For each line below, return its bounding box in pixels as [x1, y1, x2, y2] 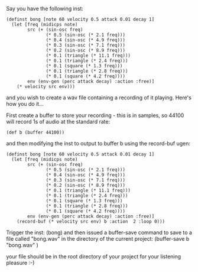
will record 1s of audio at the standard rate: [6, 118, 111, 125]
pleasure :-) [6, 260, 35, 266]
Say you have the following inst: [6, 5, 84, 12]
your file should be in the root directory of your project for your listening [6, 253, 181, 260]
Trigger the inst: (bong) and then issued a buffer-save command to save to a [6, 229, 192, 236]
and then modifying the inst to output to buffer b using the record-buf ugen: [6, 140, 191, 147]
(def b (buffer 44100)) [6, 129, 65, 135]
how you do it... [6, 101, 44, 107]
